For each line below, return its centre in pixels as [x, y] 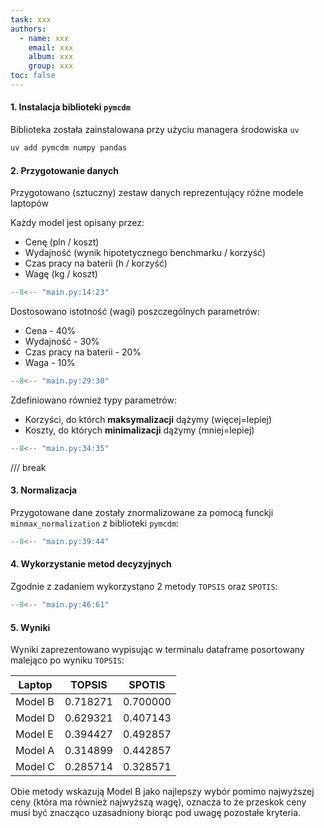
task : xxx [31, 19]
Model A [35, 751]
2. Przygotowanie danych [64, 170]
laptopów [29, 203]
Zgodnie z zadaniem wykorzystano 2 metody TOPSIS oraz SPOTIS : [144, 587]
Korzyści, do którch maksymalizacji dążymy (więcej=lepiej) [148, 419]
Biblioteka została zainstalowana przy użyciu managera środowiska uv [155, 130]
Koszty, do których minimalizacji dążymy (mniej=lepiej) [139, 430]
